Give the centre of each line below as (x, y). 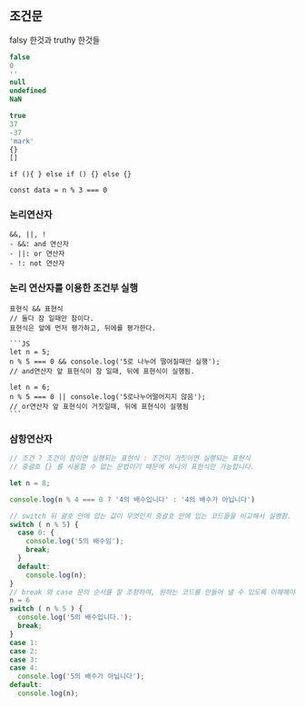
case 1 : (24, 642)
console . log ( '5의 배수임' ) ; (75, 542)
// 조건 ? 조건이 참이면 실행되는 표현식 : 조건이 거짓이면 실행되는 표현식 (130, 458)
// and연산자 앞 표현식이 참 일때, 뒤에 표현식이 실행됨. (102, 371)
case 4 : (24, 668)
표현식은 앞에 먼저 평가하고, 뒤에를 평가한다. (83, 328)
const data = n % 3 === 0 (58, 190)
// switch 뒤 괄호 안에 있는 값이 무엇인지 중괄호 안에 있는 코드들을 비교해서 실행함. (151, 516)
